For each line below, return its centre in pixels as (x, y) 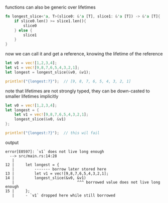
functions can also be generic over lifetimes (51, 7)
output (12, 142)
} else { (23, 30)
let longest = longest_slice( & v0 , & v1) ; (48, 72)
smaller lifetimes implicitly (32, 96)
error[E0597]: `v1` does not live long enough (55, 151)
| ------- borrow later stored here (59, 169)
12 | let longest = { (32, 164)
